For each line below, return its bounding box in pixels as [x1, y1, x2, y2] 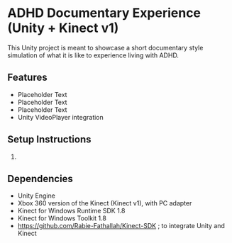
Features [7, 72, 48, 84]
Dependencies [7, 172, 73, 185]
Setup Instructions [7, 133, 92, 146]
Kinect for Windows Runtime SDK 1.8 [17, 207, 126, 215]
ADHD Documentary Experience [7, 5, 201, 21]
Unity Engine [17, 191, 55, 200]
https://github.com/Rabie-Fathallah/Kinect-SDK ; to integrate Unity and [17, 222, 226, 230]
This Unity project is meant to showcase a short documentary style [7, 43, 204, 52]
